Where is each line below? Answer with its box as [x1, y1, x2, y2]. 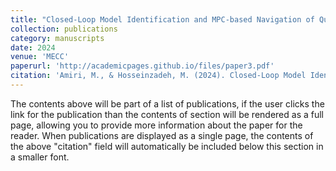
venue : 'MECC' [10, 52, 70, 62]
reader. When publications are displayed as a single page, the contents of [10, 129, 314, 141]
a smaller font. [10, 151, 70, 163]
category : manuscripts [10, 33, 105, 43]
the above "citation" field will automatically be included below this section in [10, 140, 324, 152]
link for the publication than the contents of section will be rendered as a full [10, 108, 324, 120]
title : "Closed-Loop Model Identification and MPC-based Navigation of [10, 14, 315, 25]
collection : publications [10, 24, 118, 34]
